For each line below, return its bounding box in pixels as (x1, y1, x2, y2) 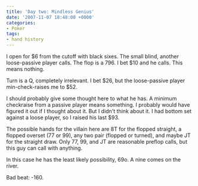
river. (6, 162, 19, 169)
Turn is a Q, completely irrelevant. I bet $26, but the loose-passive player (6, 77, 185, 84)
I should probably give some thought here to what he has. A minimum (6, 95, 177, 102)
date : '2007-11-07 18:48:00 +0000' (6, 14, 95, 20)
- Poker (6, 25, 26, 32)
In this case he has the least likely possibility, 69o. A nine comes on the (6, 156, 181, 163)
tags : (6, 31, 20, 37)
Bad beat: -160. (6, 174, 44, 181)
